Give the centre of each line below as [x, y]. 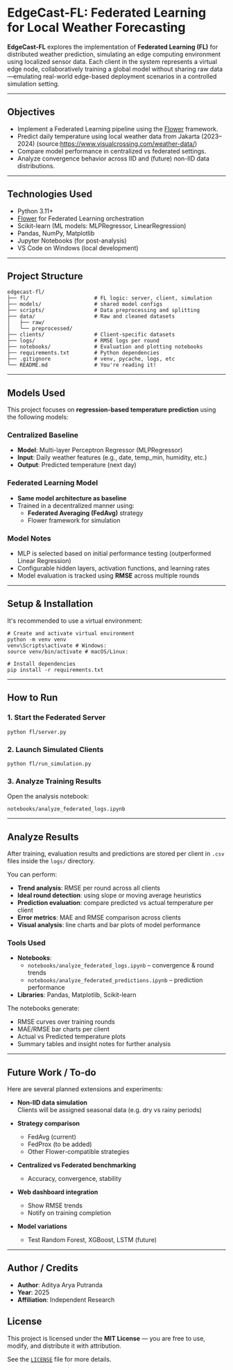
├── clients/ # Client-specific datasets [91, 335]
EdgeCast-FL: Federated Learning [107, 13]
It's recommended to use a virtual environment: [75, 621]
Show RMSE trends [55, 1206]
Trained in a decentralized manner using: [76, 505]
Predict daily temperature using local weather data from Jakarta [108, 136]
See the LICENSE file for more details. [59, 1359]
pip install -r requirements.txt [55, 670]
